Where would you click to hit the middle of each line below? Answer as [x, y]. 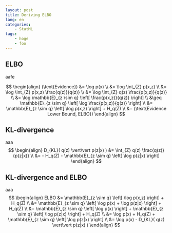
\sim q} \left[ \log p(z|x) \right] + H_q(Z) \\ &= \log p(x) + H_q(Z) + [86, 214]
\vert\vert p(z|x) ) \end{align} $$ [86, 225]
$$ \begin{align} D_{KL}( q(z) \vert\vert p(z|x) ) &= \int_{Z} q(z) [74, 150]
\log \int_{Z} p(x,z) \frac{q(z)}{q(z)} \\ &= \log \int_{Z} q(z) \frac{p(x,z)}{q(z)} [86, 92]
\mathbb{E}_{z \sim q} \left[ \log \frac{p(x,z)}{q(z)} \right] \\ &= [86, 103]
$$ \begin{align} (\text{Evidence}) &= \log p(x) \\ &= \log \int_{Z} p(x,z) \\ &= [86, 86]
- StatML [24, 29]
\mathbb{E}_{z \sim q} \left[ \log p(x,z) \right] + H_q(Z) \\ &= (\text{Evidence [86, 108]
